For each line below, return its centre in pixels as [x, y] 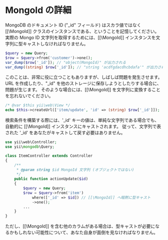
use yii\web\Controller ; [31, 142]
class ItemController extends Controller [49, 156]
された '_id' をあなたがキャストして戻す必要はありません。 [65, 133]
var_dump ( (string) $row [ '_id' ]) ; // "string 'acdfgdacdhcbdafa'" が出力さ [83, 67]
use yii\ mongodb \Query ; [30, 147]
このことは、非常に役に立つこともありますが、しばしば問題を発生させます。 [84, 77]
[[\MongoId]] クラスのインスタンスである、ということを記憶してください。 [82, 31]
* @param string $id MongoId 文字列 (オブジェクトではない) [75, 170]
